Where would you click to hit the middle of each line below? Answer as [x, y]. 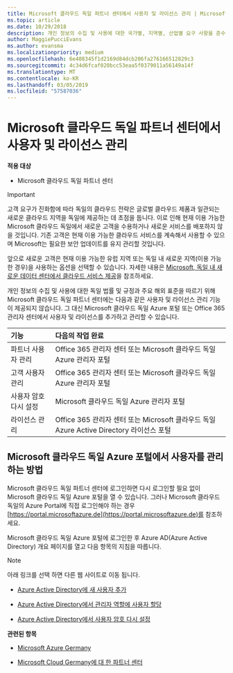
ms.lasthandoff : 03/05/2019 [48, 85]
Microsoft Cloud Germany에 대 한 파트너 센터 [80, 662]
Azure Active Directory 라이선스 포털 [113, 430]
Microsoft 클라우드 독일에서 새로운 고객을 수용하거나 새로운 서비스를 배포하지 [112, 226]
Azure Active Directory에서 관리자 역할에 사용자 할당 [89, 604]
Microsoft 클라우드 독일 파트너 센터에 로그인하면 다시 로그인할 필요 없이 [104, 488]
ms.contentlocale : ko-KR [43, 78]
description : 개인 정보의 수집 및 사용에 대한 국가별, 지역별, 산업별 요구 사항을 [110, 33]
